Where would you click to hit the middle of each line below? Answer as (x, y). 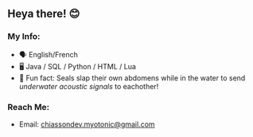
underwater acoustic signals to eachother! (89, 86)
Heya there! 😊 (44, 14)
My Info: (24, 37)
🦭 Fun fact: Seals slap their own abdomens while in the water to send (132, 78)
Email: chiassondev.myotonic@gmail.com (87, 124)
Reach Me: (29, 107)
